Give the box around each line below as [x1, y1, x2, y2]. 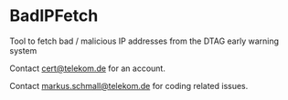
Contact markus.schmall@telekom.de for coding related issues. [9, 80, 249, 91]
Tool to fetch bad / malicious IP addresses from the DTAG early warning [9, 35, 280, 46]
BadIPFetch [9, 5, 99, 26]
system [9, 45, 37, 55]
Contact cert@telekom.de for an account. [9, 63, 166, 74]
